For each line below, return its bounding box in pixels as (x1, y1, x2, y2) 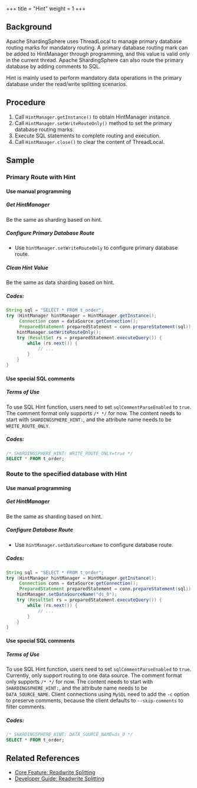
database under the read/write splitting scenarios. (6, 80, 128, 87)
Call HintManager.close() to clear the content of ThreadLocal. (14, 138, 165, 145)
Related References (6, 753, 80, 763)
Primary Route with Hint (6, 173, 76, 181)
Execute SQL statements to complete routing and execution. (14, 132, 161, 139)
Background (6, 22, 52, 32)
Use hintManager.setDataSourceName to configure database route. (14, 541, 173, 548)
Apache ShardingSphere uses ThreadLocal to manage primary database (6, 38, 182, 45)
